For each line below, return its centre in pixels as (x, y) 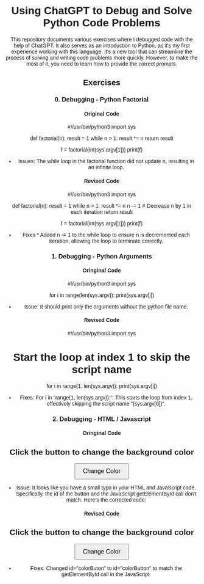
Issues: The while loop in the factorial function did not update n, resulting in (106, 161)
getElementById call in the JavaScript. (106, 574)
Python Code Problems (102, 23)
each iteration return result (102, 212)
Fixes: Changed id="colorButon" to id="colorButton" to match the (106, 568)
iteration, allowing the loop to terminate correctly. (106, 241)
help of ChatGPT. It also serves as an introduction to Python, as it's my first (102, 45)
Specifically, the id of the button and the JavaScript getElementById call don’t (106, 494)
